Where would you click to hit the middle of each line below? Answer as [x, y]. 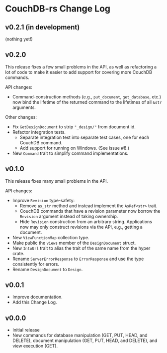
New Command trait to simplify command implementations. [70, 153]
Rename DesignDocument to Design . [47, 269]
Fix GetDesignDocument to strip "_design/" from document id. [74, 127]
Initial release [26, 330]
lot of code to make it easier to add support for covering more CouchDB [79, 72]
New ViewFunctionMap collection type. [51, 237]
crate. [18, 253]
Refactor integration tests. [39, 132]
